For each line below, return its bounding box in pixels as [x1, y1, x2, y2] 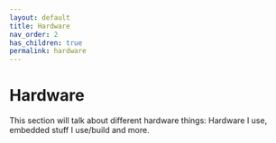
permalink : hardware [9, 47, 87, 56]
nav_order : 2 [9, 30, 59, 39]
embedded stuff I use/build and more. [9, 125, 151, 136]
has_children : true [9, 38, 83, 48]
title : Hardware [9, 22, 70, 31]
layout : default [9, 13, 70, 22]
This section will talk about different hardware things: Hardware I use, [9, 115, 268, 126]
